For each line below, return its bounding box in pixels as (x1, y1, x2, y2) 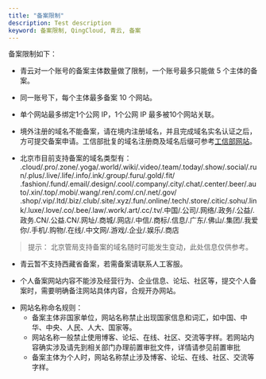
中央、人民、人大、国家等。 (45, 323, 137, 332)
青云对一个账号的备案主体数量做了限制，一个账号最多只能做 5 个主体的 (19, 66, 251, 75)
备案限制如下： (8, 49, 57, 59)
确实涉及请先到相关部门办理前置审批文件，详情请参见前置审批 (38, 342, 241, 352)
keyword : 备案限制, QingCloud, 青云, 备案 (8, 26, 141, 34)
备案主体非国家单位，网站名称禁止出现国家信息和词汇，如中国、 (31, 313, 241, 323)
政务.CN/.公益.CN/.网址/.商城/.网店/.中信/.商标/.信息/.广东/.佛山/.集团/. (19, 215, 245, 225)
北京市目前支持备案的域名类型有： (19, 153, 132, 163)
